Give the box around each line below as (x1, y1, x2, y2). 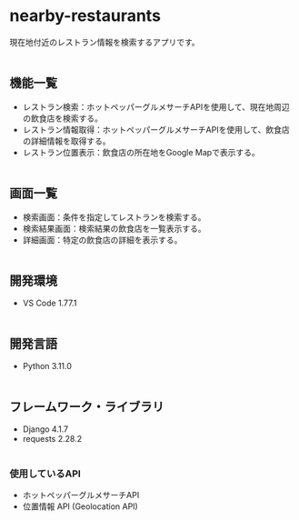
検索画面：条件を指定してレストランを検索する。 (22, 211, 206, 223)
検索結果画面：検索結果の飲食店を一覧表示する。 (22, 223, 206, 234)
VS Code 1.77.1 (22, 297, 77, 309)
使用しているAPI (9, 467, 82, 480)
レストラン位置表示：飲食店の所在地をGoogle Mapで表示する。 (22, 146, 261, 157)
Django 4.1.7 (22, 424, 69, 435)
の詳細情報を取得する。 (22, 135, 111, 146)
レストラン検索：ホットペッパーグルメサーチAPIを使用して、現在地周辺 (22, 101, 291, 112)
